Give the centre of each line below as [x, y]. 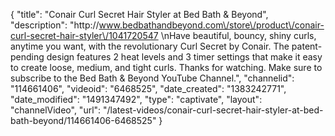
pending [27, 57]
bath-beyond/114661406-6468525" [83, 120]
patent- [307, 46]
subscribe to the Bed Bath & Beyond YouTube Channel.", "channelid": [152, 78]
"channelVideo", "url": [56, 110]
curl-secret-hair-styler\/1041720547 [84, 35]
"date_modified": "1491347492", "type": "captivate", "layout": [136, 99]
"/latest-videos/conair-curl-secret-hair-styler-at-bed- [213, 110]
